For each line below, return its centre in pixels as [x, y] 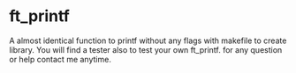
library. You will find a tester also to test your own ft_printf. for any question [146, 49]
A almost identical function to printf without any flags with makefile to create [148, 40]
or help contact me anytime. [61, 59]
